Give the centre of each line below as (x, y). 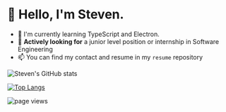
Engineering (35, 49)
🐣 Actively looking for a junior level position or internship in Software (118, 41)
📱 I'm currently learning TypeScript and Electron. (89, 34)
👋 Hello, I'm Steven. (66, 15)
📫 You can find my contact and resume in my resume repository (110, 57)
